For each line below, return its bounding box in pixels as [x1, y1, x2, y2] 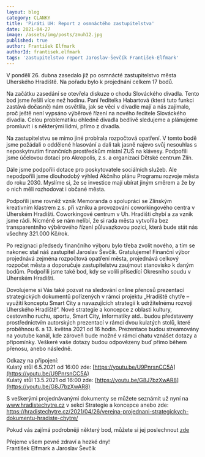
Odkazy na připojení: [6, 356, 59, 364]
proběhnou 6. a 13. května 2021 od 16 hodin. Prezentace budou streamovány [6, 325, 199, 332]
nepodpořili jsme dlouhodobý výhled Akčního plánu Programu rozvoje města [6, 172, 199, 180]
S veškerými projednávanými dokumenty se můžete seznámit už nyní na [6, 394, 188, 402]
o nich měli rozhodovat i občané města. [6, 185, 106, 193]
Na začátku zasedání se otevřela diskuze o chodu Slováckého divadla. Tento [6, 90, 199, 97]
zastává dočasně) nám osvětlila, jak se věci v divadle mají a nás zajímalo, [6, 102, 191, 110]
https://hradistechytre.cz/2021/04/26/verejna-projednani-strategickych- [6, 407, 189, 415]
